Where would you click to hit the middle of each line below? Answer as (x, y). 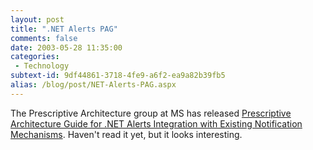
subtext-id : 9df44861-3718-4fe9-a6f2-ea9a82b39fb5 (118, 76)
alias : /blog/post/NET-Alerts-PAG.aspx (93, 85)
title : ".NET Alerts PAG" (64, 29)
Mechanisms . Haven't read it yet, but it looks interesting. (126, 134)
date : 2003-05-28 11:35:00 (66, 47)
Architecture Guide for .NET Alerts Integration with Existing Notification (156, 123)
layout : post (37, 19)
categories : (35, 57)
